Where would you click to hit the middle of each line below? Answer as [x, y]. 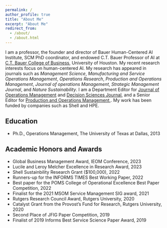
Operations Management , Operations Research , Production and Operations [83, 79]
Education [22, 121]
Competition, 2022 [32, 188]
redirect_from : [21, 29]
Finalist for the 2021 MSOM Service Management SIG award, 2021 [81, 193]
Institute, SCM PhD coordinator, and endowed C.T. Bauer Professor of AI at [82, 57]
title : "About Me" [24, 19]
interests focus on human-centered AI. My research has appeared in [76, 68]
